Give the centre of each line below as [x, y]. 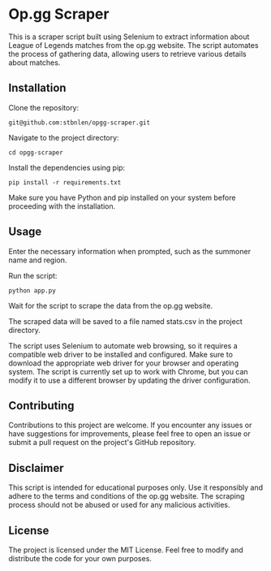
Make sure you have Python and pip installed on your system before [122, 197]
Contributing [41, 406]
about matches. [34, 63]
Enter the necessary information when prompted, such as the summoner [130, 251]
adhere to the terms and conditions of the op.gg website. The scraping [127, 496]
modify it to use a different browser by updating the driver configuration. [129, 380]
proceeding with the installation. [62, 206]
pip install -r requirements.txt [65, 182]
